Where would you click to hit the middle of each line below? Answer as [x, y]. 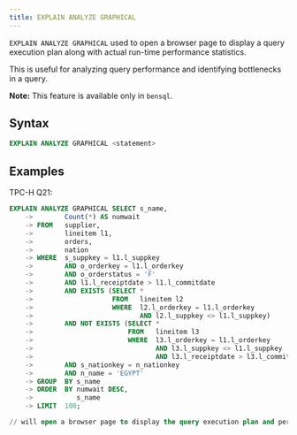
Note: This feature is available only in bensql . [91, 95]
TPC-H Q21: [31, 193]
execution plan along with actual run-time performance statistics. [128, 52]
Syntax [29, 123]
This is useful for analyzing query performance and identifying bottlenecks [145, 69]
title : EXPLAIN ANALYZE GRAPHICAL [73, 17]
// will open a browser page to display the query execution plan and [142, 422]
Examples [37, 171]
